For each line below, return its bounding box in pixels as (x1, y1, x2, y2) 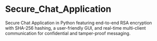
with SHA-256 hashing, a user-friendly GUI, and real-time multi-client (5, 25, 146, 31)
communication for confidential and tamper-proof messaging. (5, 30, 131, 36)
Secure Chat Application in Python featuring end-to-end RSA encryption (5, 20, 152, 26)
